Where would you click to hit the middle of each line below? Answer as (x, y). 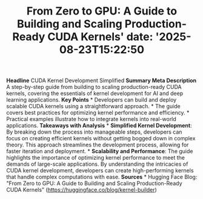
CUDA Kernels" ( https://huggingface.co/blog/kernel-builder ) (82, 190)
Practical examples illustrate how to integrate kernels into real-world (92, 119)
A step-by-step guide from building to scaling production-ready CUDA (94, 87)
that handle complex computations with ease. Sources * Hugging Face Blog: (102, 177)
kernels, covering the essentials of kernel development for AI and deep (95, 93)
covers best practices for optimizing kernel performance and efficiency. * (98, 113)
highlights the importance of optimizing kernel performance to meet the (95, 158)
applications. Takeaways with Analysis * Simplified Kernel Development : (99, 126)
